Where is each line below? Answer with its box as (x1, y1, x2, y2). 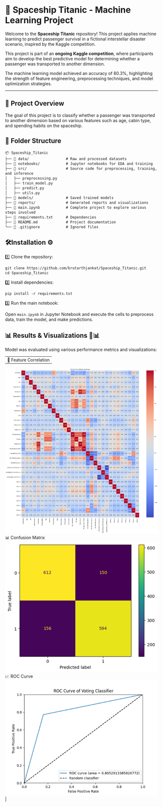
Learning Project (5, 15, 74, 26)
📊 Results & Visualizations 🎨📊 (5, 331, 100, 340)
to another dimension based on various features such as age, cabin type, (5, 117, 151, 123)
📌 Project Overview (5, 99, 65, 108)
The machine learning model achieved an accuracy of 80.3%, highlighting (5, 70, 153, 76)
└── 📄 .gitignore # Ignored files (5, 224, 98, 229)
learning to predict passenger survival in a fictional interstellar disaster (5, 36, 146, 42)
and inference (5, 171, 34, 176)
